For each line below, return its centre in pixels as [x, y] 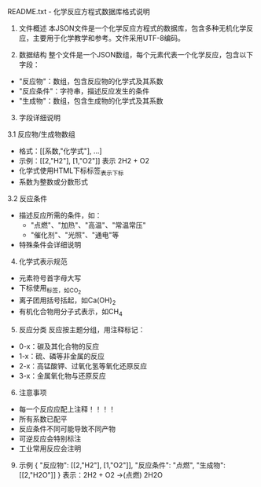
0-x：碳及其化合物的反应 [59, 346]
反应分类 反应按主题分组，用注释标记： [82, 329]
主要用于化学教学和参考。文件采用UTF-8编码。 [109, 38]
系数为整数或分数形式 [53, 181]
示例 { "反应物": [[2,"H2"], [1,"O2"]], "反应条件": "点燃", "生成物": [122, 465]
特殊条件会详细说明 [50, 244]
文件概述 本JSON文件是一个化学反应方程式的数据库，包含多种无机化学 [132, 28]
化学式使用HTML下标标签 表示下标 [71, 171]
